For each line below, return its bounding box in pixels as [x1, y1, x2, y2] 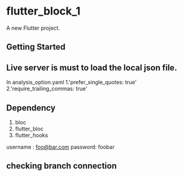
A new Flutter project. [6, 24, 60, 32]
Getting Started [6, 42, 66, 52]
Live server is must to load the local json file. [6, 62, 178, 73]
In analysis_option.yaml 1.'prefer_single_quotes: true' [6, 79, 137, 86]
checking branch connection [6, 161, 117, 171]
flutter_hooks [14, 132, 48, 139]
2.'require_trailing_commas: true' [6, 85, 88, 92]
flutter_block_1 [6, 4, 80, 18]
